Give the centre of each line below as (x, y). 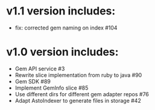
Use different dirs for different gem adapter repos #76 (82, 94)
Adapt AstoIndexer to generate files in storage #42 (78, 100)
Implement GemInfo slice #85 (52, 88)
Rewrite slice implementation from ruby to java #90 (78, 75)
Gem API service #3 (40, 69)
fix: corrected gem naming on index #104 (66, 28)
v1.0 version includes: (62, 52)
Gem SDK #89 (33, 81)
